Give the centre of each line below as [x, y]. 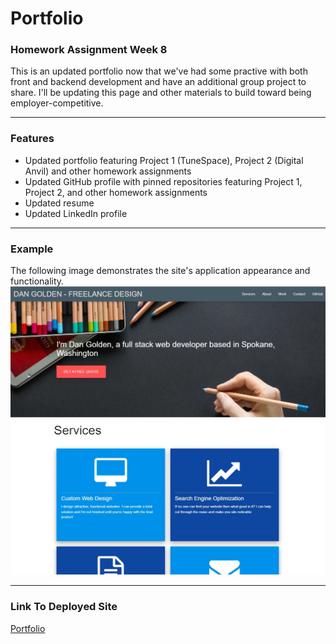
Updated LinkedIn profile [76, 213]
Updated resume [59, 203]
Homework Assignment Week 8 [89, 50]
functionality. [37, 281]
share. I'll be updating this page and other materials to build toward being [161, 93]
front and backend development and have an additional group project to [158, 82]
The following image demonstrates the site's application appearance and [160, 271]
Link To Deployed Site [64, 607]
